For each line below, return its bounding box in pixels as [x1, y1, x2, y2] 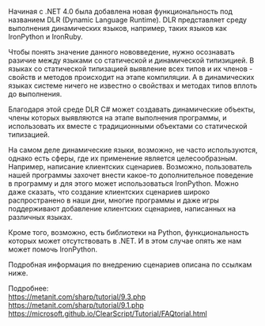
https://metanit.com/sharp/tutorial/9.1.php [8, 301, 145, 309]
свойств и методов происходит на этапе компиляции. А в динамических [8, 73, 255, 81]
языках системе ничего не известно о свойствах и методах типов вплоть [8, 81, 258, 90]
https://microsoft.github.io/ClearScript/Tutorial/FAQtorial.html [8, 309, 207, 318]
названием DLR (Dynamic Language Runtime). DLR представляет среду [8, 15, 248, 25]
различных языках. [8, 213, 74, 222]
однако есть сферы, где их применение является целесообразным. [8, 154, 238, 163]
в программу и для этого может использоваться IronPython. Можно [8, 179, 239, 188]
